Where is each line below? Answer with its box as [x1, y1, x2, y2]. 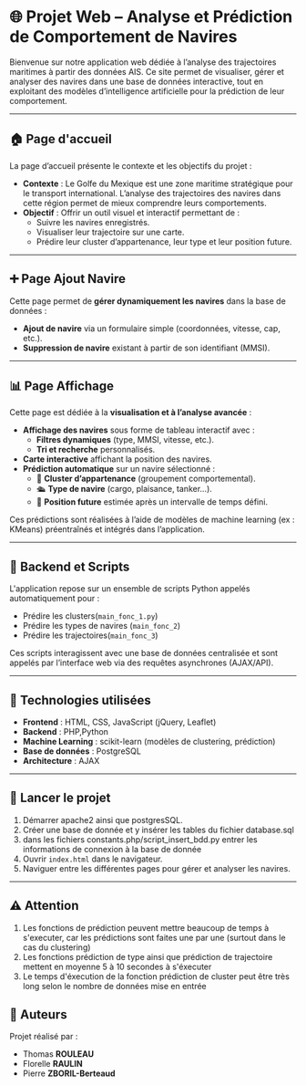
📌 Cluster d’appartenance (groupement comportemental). [36, 473, 257, 485]
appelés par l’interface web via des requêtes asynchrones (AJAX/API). [9, 657, 274, 668]
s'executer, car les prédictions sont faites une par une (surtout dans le [22, 932, 286, 943]
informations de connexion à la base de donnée [22, 843, 202, 854]
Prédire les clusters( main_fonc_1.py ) [22, 611, 158, 621]
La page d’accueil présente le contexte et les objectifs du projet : [9, 160, 252, 171]
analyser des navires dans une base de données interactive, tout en [9, 76, 264, 87]
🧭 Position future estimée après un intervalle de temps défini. [36, 496, 269, 507]
